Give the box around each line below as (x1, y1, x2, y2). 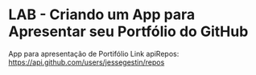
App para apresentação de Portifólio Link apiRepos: (8, 49, 180, 58)
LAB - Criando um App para (8, 6, 196, 24)
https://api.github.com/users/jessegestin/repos (8, 57, 165, 67)
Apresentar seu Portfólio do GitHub (8, 22, 249, 41)
